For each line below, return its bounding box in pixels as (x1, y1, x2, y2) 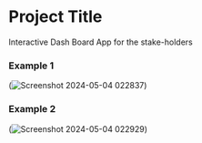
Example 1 (8, 59, 55, 72)
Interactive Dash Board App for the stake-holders (8, 36, 193, 47)
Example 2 (8, 103, 56, 116)
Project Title (8, 6, 103, 27)
